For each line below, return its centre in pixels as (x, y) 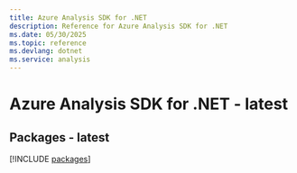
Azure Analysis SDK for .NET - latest (149, 104)
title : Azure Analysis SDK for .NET (78, 18)
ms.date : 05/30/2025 (48, 34)
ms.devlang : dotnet (46, 51)
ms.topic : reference (48, 43)
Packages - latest (60, 137)
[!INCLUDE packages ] (50, 159)
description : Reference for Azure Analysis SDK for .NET (119, 26)
